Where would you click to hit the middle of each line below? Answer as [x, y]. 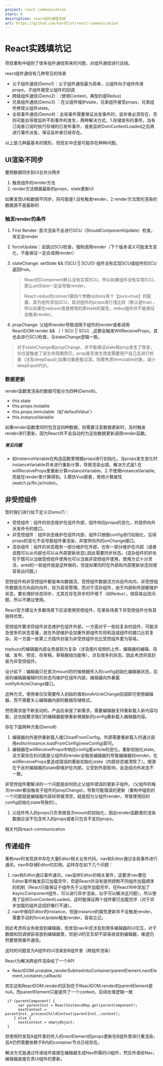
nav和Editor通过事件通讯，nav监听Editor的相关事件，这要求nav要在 [79, 875]
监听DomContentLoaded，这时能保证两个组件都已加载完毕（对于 [85, 900]
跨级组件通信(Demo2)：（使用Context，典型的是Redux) [66, 96]
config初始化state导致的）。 [32, 802]
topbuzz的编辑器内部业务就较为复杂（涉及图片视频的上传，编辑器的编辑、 [79, 649]
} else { [23, 1018]
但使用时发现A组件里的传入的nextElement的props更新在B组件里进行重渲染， [81, 1036]
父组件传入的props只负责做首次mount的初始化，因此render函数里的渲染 [84, 813]
